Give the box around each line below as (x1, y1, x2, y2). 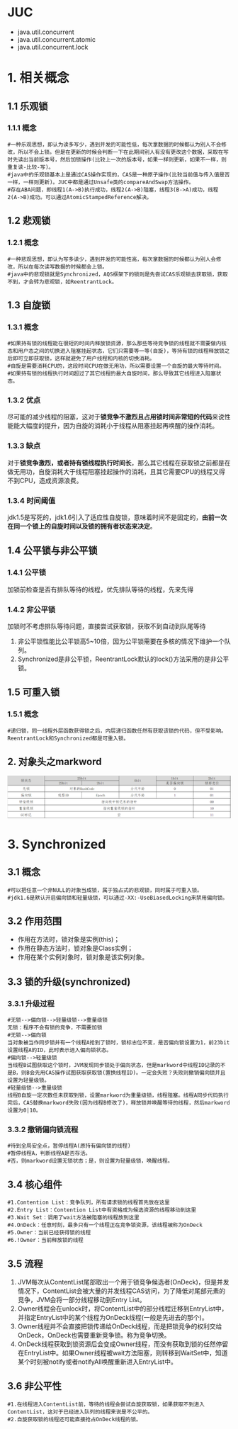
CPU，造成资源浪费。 (19, 476, 83, 485)
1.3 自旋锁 (7, 299, 51, 311)
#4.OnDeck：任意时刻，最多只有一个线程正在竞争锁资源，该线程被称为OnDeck (7, 1221, 203, 1229)
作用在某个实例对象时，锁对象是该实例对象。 (17, 953, 149, 961)
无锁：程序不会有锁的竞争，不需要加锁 (7, 1024, 103, 1032)
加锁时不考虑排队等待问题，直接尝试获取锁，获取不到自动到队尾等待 (7, 622, 206, 631)
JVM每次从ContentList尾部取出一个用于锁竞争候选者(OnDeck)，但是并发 (17, 1277, 229, 1286)
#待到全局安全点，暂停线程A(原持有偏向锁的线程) (7, 1142, 131, 1150)
